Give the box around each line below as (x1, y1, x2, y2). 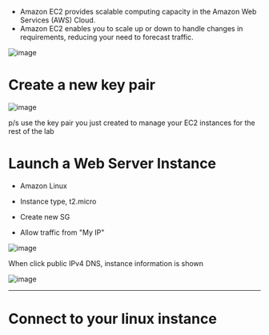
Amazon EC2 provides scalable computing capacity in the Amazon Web (19, 7, 257, 16)
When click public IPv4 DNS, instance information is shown (8, 258, 204, 268)
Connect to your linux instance (8, 310, 218, 328)
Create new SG (19, 212, 70, 221)
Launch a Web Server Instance (8, 155, 217, 173)
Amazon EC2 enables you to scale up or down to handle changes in (19, 24, 243, 33)
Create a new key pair (8, 76, 156, 95)
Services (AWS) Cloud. (19, 15, 96, 25)
